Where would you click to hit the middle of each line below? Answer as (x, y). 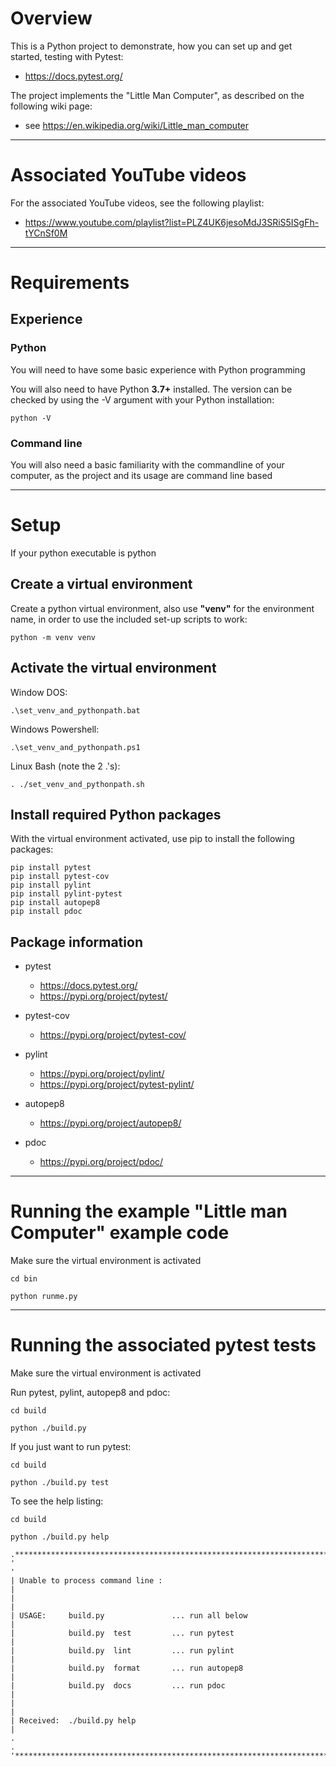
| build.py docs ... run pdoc (118, 1686)
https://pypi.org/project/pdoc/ (101, 1162)
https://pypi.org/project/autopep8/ (110, 1123)
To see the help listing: (57, 1501)
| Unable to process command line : (86, 1581)
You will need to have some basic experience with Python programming (158, 369)
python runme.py (44, 1297)
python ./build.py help (60, 1537)
